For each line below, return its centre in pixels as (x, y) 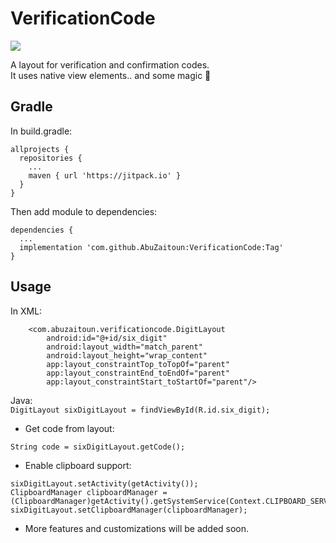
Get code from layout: (69, 428)
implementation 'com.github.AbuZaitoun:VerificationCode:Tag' (151, 247)
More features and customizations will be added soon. (137, 528)
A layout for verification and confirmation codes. (110, 64)
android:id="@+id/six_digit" (107, 338)
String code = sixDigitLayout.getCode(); (98, 447)
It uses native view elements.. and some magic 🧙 (111, 75)
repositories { (51, 158)
